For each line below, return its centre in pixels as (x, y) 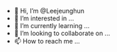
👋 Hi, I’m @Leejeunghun (49, 11)
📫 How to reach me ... (47, 41)
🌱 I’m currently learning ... (52, 26)
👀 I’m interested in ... (44, 18)
